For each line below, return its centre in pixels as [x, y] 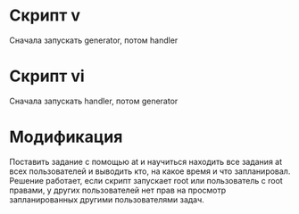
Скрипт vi [47, 76]
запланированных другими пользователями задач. [107, 199]
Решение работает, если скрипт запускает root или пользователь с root [146, 180]
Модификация [66, 137]
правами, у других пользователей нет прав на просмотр [118, 190]
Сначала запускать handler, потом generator [94, 101]
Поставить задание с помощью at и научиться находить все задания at [146, 161]
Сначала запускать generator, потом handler [94, 40]
